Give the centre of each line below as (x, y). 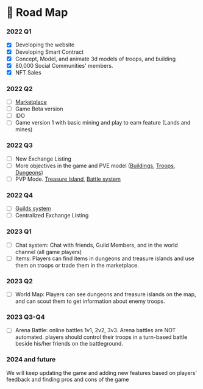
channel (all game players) (48, 252)
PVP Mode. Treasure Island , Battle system (68, 179)
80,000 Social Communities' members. (64, 65)
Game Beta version (39, 109)
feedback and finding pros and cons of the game (68, 379)
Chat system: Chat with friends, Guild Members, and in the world (96, 245)
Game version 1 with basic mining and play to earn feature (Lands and (103, 123)
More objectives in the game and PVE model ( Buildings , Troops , (95, 165)
